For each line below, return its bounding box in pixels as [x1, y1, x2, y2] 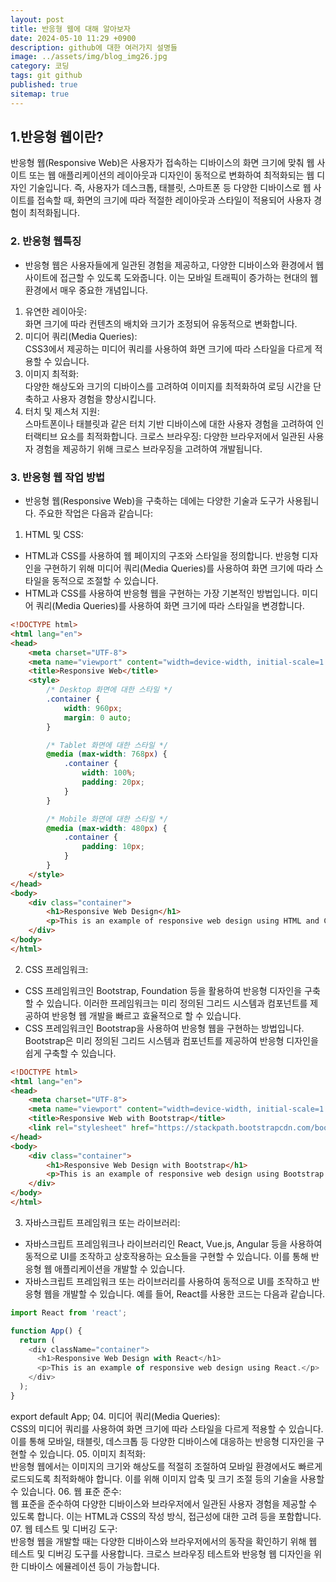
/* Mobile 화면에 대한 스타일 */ [46, 814, 169, 824]
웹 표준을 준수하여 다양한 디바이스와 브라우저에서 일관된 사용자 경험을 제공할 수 [10, 1497, 318, 1510]
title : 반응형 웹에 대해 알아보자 [10, 24, 131, 34]
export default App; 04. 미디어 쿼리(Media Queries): [10, 1410, 221, 1422]
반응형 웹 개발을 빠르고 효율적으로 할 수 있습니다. [51, 1009, 242, 1021]
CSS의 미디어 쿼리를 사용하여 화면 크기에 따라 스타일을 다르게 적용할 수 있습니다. [10, 1422, 324, 1435]
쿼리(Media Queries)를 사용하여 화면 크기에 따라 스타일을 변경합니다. [35, 600, 305, 612]
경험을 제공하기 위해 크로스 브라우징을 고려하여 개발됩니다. [35, 442, 263, 455]
